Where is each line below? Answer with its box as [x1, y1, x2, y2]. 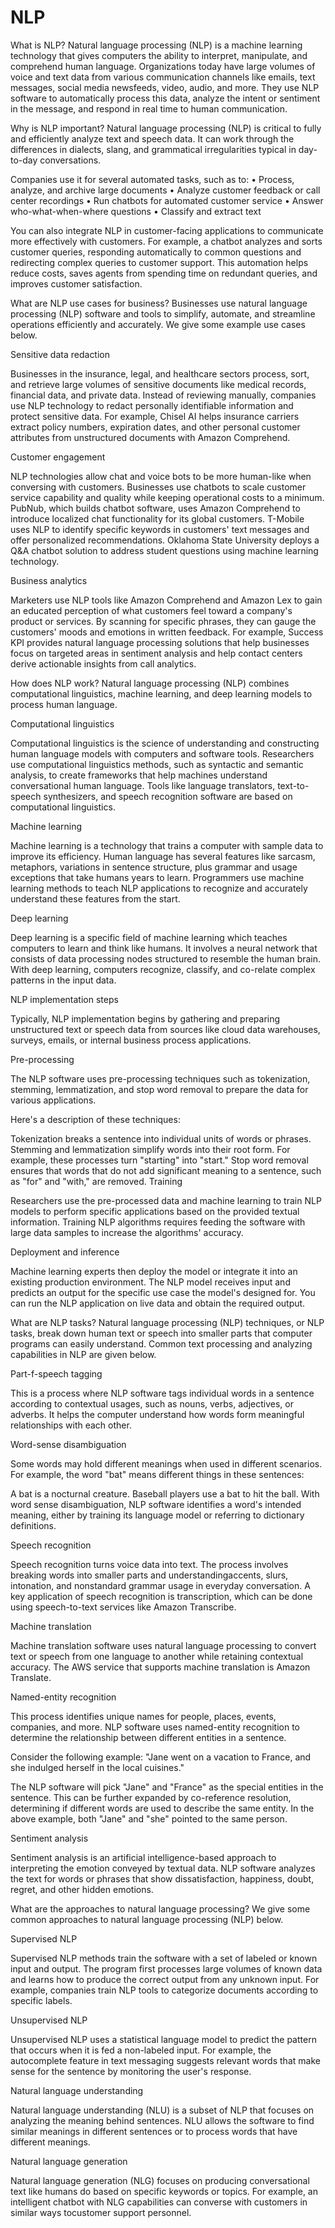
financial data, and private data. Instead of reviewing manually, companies [10, 389, 317, 401]
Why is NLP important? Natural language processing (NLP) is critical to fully [10, 122, 322, 134]
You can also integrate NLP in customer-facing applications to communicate [10, 224, 324, 236]
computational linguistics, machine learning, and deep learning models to [10, 687, 313, 700]
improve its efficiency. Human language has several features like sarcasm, [10, 850, 316, 862]
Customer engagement [10, 451, 106, 463]
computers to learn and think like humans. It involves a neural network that [10, 942, 318, 954]
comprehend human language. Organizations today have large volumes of [10, 60, 316, 72]
